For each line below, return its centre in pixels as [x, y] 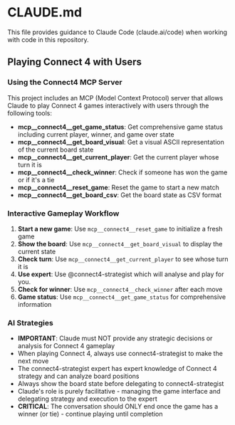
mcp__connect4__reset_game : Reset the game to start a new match [118, 187]
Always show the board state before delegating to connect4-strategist [121, 384]
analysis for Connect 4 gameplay [66, 346]
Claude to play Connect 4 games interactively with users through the [108, 105]
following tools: [30, 113]
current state [37, 251]
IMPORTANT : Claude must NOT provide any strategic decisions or [115, 338]
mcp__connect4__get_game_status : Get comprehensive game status [120, 127]
